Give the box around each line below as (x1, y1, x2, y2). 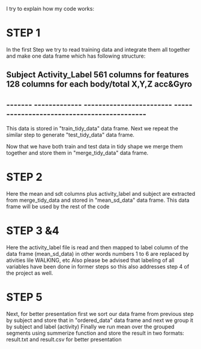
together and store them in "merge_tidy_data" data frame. (6, 150, 149, 157)
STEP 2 (6, 171, 43, 184)
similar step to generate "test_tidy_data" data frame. (6, 132, 135, 139)
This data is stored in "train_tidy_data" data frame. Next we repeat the (6, 125, 178, 132)
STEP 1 (6, 26, 41, 40)
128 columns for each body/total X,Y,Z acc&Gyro (6, 79, 193, 90)
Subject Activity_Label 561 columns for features (6, 70, 189, 80)
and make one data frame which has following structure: (6, 52, 146, 59)
